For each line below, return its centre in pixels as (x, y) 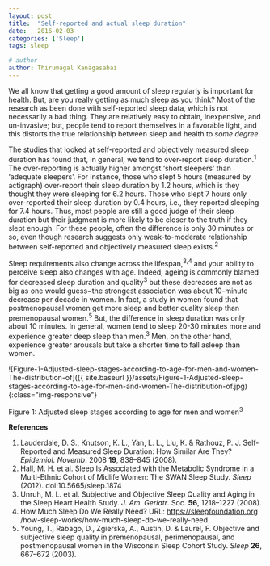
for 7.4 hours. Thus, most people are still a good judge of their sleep (121, 211)
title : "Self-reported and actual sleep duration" (97, 23)
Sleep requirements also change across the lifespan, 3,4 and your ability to (131, 263)
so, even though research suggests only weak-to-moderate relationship (128, 237)
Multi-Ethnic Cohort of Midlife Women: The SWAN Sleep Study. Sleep (136, 477)
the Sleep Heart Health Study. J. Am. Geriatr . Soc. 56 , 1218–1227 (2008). (141, 503)
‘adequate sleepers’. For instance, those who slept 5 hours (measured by (130, 176)
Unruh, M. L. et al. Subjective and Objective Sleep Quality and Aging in (137, 494)
